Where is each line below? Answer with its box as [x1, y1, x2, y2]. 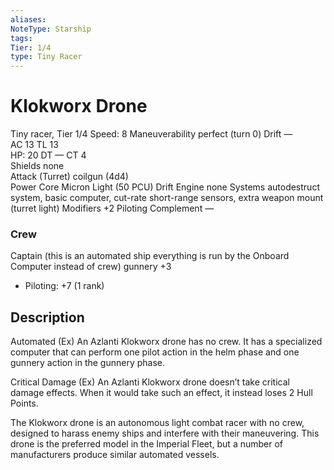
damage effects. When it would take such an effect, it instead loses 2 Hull [10, 387, 313, 399]
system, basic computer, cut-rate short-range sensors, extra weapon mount [10, 192, 324, 204]
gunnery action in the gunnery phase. [10, 357, 166, 369]
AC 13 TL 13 [10, 139, 59, 151]
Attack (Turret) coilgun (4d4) [10, 171, 129, 183]
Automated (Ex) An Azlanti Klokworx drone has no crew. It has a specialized [10, 336, 323, 348]
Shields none [10, 160, 65, 172]
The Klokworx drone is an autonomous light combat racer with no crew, [10, 417, 305, 429]
